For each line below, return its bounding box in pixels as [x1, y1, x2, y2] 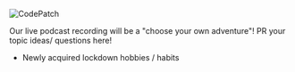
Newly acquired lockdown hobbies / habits [21, 52, 180, 62]
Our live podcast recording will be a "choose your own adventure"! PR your [9, 26, 286, 36]
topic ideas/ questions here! [9, 36, 113, 45]
